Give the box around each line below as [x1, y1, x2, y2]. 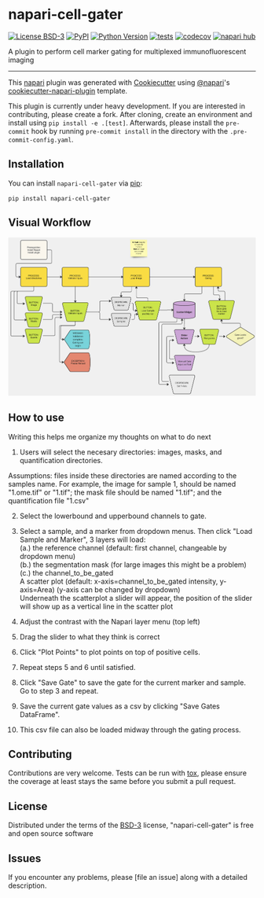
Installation [8, 157, 64, 171]
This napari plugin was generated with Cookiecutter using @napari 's [8, 77, 230, 87]
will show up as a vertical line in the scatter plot [19, 602, 174, 611]
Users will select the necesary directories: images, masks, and [19, 447, 222, 457]
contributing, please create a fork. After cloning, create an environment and [8, 109, 253, 119]
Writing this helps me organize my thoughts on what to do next [8, 432, 211, 441]
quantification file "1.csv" [8, 495, 90, 505]
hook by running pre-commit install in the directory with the [31, 126, 229, 135]
